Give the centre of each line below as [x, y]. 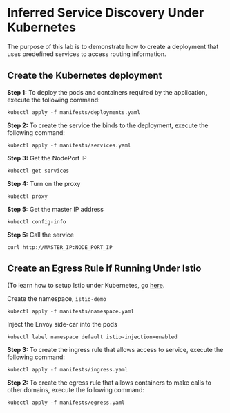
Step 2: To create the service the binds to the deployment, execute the [108, 125]
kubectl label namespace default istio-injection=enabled [92, 337]
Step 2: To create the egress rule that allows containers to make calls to [109, 383]
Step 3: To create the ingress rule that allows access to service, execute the [115, 349]
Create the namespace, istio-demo [57, 298]
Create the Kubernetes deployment [85, 76]
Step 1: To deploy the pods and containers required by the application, [107, 92]
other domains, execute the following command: [76, 389]
